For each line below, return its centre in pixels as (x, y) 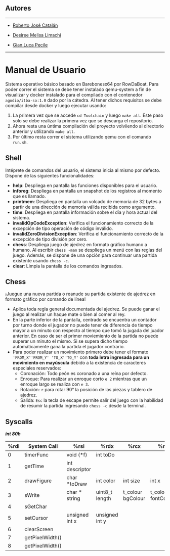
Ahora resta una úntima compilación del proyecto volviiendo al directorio (88, 126)
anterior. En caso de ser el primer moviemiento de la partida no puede (85, 336)
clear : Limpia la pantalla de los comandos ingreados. (68, 266)
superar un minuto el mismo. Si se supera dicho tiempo (70, 341)
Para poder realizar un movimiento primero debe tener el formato (80, 352)
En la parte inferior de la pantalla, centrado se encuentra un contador (84, 320)
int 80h (13, 434)
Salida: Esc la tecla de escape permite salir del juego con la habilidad (92, 400)
